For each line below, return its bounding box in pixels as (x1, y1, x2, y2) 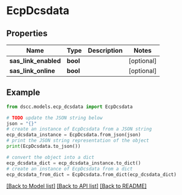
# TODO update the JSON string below (6, 115, 103, 121)
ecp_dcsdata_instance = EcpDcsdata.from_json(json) (6, 132, 141, 138)
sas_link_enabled (9, 56, 61, 65)
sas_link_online (9, 67, 55, 75)
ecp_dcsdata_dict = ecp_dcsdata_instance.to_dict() (6, 160, 141, 166)
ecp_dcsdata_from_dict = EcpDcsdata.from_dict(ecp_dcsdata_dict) (6, 171, 176, 178)
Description (88, 47, 123, 55)
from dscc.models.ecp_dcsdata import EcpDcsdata (6, 104, 133, 110)
